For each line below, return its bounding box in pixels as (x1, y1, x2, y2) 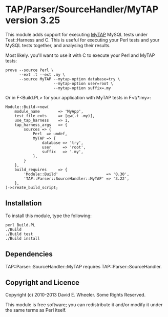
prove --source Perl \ (5, 68, 54, 73)
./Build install (5, 236, 40, 241)
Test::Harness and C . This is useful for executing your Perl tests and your (5, 37, 160, 43)
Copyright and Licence (5, 278, 80, 287)
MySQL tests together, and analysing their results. (5, 42, 111, 48)
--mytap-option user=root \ (53, 81, 114, 86)
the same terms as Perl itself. (5, 307, 67, 313)
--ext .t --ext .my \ (18, 72, 66, 77)
